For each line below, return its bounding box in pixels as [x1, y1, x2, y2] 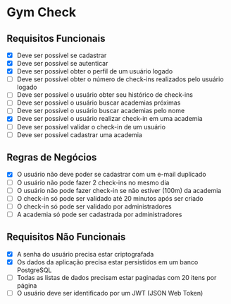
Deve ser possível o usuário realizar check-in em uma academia [16, 115, 203, 123]
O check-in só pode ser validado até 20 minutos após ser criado [16, 194, 204, 202]
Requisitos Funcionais [6, 33, 106, 45]
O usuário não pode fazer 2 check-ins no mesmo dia [16, 178, 170, 187]
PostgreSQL [16, 266, 52, 274]
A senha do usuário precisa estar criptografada [16, 250, 154, 258]
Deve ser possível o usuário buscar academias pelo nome [16, 107, 185, 115]
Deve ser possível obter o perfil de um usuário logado [16, 67, 173, 76]
